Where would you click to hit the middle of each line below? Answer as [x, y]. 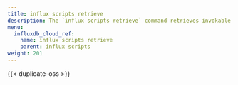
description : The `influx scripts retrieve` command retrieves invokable [119, 21]
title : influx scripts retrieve [55, 14]
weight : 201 [25, 54]
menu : [15, 27]
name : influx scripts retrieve [67, 40]
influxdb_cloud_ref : [44, 34]
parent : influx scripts [56, 47]
